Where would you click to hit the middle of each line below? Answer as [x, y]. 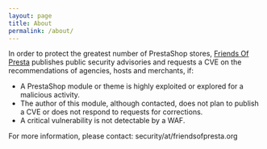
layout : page [30, 16]
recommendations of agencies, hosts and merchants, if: [101, 71]
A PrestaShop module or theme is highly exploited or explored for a [131, 86]
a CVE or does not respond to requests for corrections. [111, 112]
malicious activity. [50, 95]
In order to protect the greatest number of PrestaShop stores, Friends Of [129, 54]
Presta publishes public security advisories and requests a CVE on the [125, 62]
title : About [30, 23]
